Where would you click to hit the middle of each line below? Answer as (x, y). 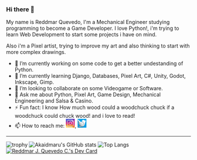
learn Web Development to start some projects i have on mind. (81, 35)
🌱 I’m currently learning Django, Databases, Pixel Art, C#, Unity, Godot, (100, 76)
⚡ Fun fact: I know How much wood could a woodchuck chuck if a (94, 107)
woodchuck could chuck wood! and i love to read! (75, 116)
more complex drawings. (36, 52)
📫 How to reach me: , (45, 126)
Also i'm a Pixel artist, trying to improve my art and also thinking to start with (98, 46)
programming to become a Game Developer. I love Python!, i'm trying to (93, 28)
